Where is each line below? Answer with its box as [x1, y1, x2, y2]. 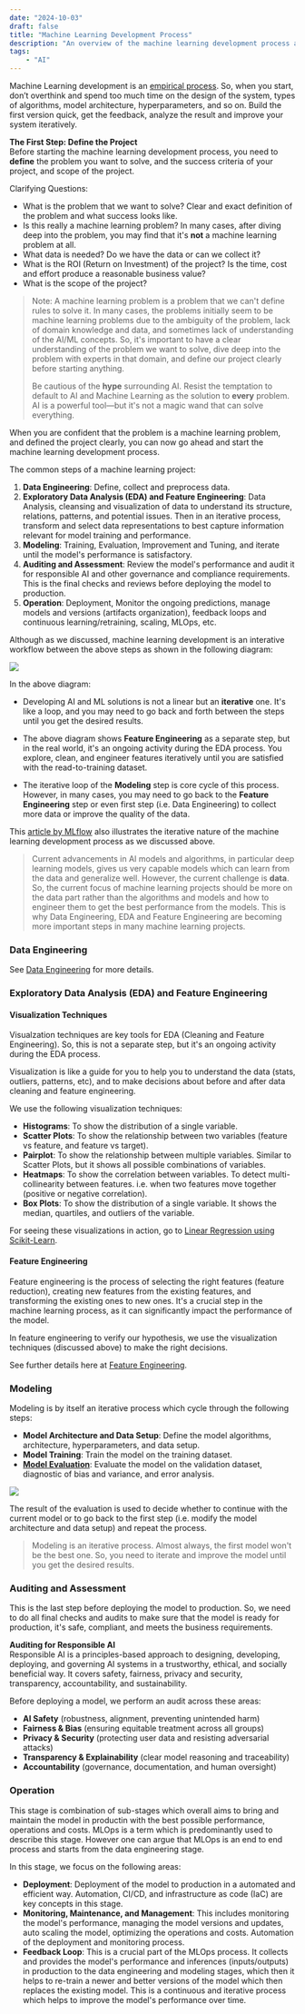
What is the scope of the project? [22, 278, 148, 289]
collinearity [22, 1179, 65, 1190]
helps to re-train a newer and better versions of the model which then [22, 1975, 283, 1986]
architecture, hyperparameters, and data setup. [22, 1439, 201, 1450]
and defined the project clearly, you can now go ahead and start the [9, 437, 264, 448]
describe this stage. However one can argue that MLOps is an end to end [9, 1833, 283, 1844]
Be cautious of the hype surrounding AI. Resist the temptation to [31, 380, 273, 391]
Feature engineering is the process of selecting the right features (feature [9, 1276, 284, 1287]
